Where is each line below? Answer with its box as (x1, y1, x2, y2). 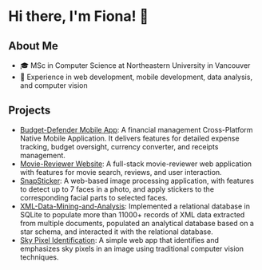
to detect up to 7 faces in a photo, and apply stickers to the (19, 184, 214, 194)
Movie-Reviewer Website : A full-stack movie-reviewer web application (19, 159, 252, 169)
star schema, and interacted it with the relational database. (19, 227, 213, 236)
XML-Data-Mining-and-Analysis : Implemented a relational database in (19, 201, 250, 211)
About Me (8, 39, 58, 53)
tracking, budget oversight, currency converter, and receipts (19, 141, 219, 151)
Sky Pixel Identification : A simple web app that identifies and (19, 235, 220, 244)
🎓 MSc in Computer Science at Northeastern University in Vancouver (19, 61, 251, 70)
